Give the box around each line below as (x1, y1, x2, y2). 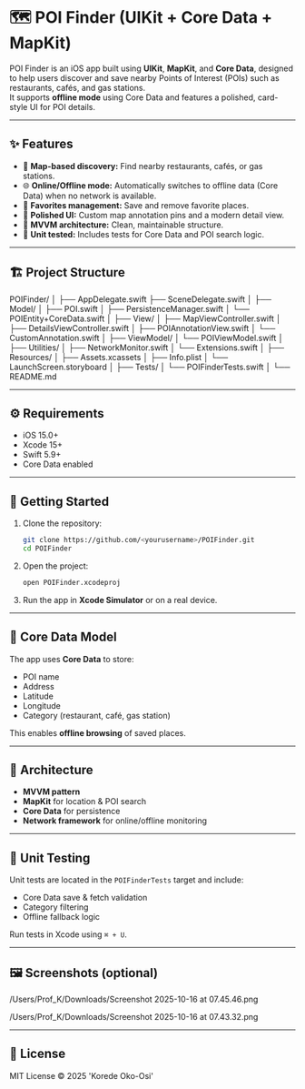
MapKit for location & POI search (22, 796, 147, 807)
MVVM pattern (22, 786, 81, 797)
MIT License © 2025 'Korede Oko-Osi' (9, 1070, 154, 1081)
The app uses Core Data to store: (9, 653, 134, 664)
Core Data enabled (22, 459, 93, 469)
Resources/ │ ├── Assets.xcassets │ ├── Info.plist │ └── (9, 351, 229, 362)
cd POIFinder (22, 544, 73, 553)
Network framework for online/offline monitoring (22, 815, 207, 826)
